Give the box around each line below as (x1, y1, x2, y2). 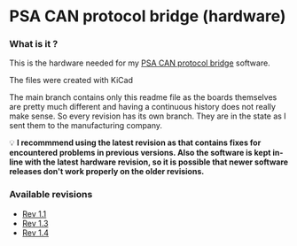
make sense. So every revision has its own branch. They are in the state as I (9, 111, 286, 121)
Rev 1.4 (21, 227, 50, 238)
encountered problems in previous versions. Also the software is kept (9, 148, 271, 158)
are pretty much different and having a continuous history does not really (9, 102, 277, 112)
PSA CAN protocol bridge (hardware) (9, 6, 286, 27)
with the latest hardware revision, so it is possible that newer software (24, 157, 289, 167)
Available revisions (9, 188, 93, 201)
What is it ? (9, 38, 59, 50)
